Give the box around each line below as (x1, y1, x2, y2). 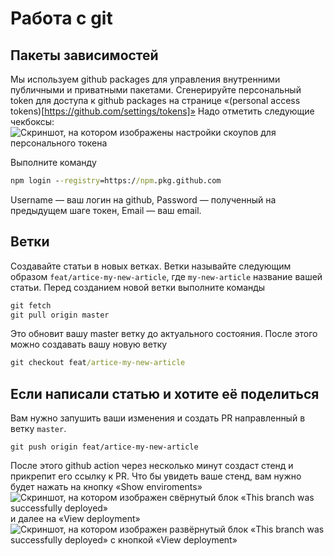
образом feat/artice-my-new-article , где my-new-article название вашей (10, 270, 323, 282)
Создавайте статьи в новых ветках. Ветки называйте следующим (10, 260, 292, 272)
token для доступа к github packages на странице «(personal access (10, 95, 301, 106)
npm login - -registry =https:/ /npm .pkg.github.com (10, 176, 222, 186)
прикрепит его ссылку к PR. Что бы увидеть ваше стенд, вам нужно (10, 470, 302, 482)
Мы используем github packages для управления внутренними (10, 73, 281, 85)
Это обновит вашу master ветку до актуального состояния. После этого (10, 328, 318, 340)
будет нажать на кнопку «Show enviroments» (10, 481, 203, 493)
